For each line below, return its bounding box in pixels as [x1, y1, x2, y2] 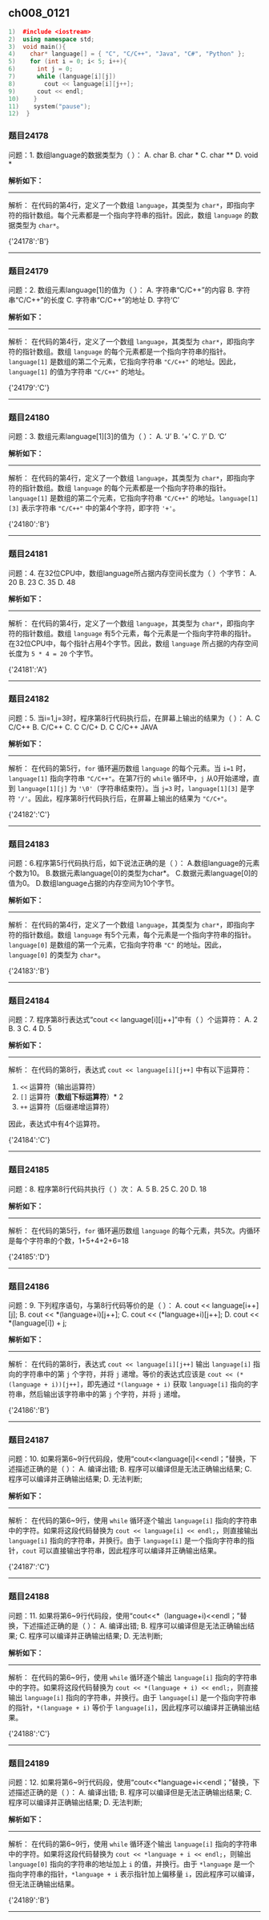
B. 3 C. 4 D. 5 [8, 1024, 52, 1033]
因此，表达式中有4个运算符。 [8, 1119, 105, 1129]
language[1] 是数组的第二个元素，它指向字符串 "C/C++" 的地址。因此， [8, 356, 240, 366]
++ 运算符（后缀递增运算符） [19, 1102, 114, 1112]
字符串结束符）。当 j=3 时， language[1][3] [99, 783, 239, 793]
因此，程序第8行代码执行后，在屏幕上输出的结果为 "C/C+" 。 [34, 794, 231, 803]
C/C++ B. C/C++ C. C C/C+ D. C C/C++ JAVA [8, 722, 159, 732]
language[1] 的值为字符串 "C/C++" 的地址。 [8, 367, 150, 376]
